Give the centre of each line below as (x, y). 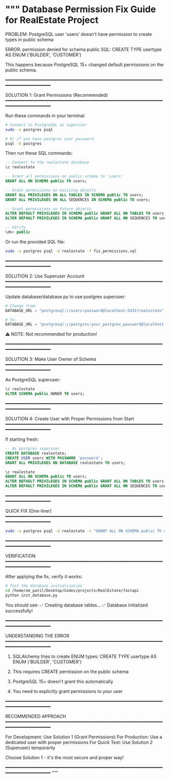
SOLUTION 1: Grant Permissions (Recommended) (57, 95)
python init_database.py (31, 595)
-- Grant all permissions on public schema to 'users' (64, 176)
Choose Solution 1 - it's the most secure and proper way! (65, 757)
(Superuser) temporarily (30, 748)
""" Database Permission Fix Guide (81, 9)
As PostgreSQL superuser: (33, 380)
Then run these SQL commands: (39, 153)
